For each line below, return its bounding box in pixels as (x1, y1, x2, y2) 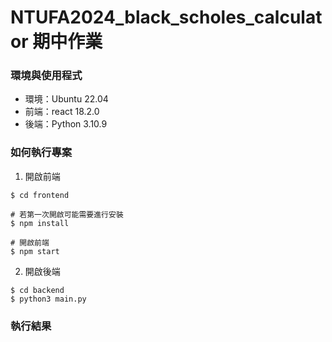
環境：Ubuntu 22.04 (24, 93, 109, 105)
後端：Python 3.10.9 (24, 118, 108, 130)
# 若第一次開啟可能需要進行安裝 (10, 209, 124, 220)
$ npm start (10, 246, 60, 256)
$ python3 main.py (10, 294, 87, 304)
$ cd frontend (10, 190, 70, 200)
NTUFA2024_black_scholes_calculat (10, 6, 323, 29)
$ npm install (10, 218, 70, 228)
